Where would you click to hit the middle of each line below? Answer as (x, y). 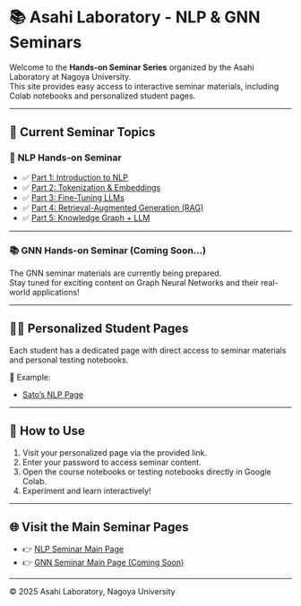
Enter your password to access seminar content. (112, 462)
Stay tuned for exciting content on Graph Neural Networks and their (134, 282)
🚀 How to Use (47, 431)
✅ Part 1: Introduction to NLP (75, 177)
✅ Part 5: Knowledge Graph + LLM (86, 218)
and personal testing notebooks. (69, 360)
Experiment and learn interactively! (86, 491)
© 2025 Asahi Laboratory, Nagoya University (93, 592)
